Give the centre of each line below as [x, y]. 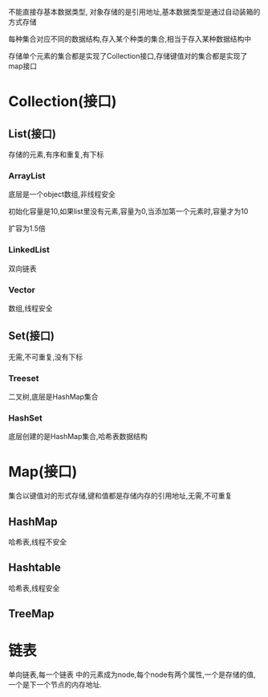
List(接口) [32, 134]
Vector [22, 289]
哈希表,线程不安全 [38, 542]
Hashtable [35, 568]
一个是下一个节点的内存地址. [55, 685]
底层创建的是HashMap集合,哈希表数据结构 [78, 437]
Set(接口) [31, 336]
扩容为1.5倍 [27, 228]
